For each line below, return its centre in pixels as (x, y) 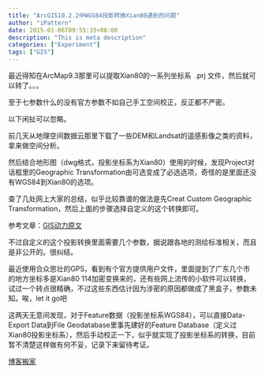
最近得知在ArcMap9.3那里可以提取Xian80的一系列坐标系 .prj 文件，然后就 (129, 75)
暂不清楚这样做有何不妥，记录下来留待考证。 (81, 345)
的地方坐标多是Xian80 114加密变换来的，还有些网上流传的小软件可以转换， (129, 278)
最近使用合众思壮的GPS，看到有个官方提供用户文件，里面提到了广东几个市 (129, 269)
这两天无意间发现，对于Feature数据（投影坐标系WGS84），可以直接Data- (127, 315)
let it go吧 (51, 298)
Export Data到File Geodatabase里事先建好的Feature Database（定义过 (123, 325)
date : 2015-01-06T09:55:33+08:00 (63, 30)
